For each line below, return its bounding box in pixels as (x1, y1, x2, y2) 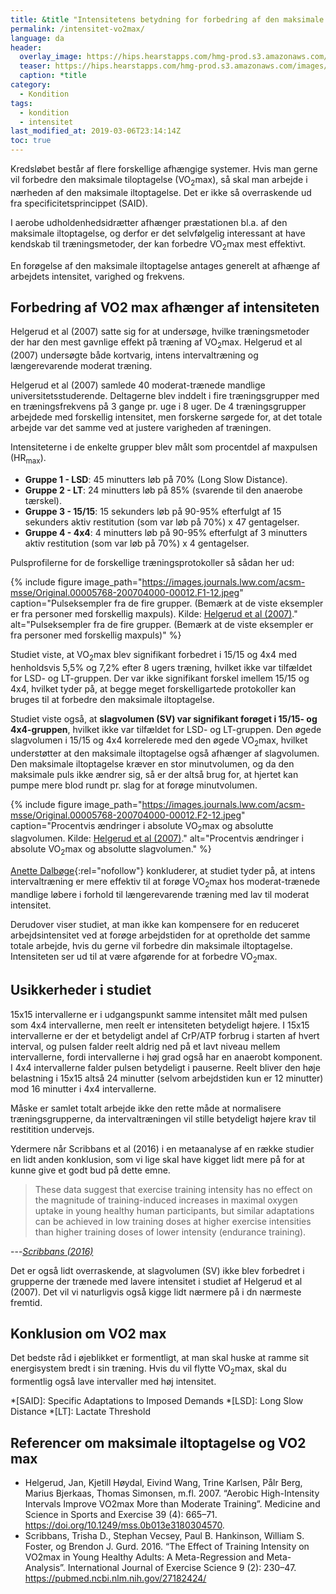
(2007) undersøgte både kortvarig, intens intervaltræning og (10, 349, 259, 361)
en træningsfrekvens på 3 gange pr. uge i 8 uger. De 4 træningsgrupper (10, 401, 307, 413)
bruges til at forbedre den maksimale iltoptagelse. (10, 693, 215, 705)
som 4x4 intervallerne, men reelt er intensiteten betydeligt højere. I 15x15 (10, 1019, 310, 1031)
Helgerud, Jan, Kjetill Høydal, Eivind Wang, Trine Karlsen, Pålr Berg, (24, 1477, 303, 1489)
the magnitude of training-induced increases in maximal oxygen (34, 1194, 298, 1206)
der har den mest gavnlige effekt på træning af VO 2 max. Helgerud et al (10, 336, 303, 351)
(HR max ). (10, 452, 47, 466)
